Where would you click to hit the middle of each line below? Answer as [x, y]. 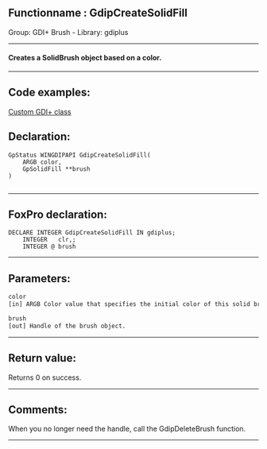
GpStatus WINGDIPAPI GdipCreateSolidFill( [79, 155]
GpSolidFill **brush [56, 169]
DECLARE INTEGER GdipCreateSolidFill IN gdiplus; [92, 233]
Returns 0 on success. [45, 377]
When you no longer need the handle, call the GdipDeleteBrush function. [127, 429]
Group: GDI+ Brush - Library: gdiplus [68, 32]
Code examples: [49, 93]
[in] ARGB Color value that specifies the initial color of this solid [129, 304]
